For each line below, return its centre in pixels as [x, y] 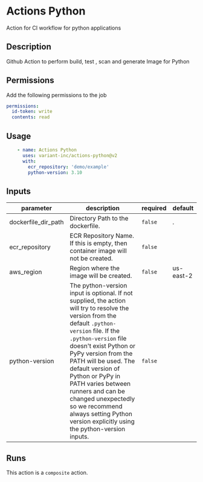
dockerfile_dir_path [37, 222]
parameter [37, 208]
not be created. [91, 259]
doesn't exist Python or [103, 346]
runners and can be [98, 391]
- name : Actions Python [47, 150]
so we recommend [96, 406]
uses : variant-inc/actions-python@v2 [70, 155]
